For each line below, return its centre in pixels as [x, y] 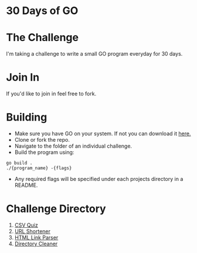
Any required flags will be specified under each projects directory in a [99, 179]
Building [27, 117]
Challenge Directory [56, 209]
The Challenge [43, 38]
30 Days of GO [42, 11]
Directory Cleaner [36, 244]
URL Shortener [33, 231]
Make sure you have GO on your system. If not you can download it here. [103, 134]
